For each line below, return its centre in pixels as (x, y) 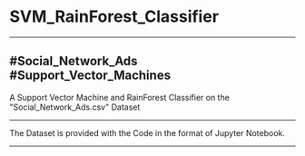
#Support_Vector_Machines (90, 76)
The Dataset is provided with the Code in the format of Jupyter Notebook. (148, 132)
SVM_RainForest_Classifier (114, 17)
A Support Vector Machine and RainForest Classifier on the (119, 97)
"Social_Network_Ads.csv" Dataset (75, 107)
